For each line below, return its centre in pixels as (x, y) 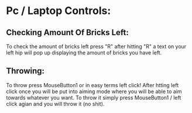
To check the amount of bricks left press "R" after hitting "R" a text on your (96, 46)
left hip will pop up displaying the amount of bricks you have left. (84, 53)
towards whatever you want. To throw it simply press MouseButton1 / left (94, 97)
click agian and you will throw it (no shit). (55, 104)
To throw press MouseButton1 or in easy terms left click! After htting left (92, 85)
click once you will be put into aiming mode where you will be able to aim (94, 91)
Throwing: (25, 71)
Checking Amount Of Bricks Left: (67, 32)
